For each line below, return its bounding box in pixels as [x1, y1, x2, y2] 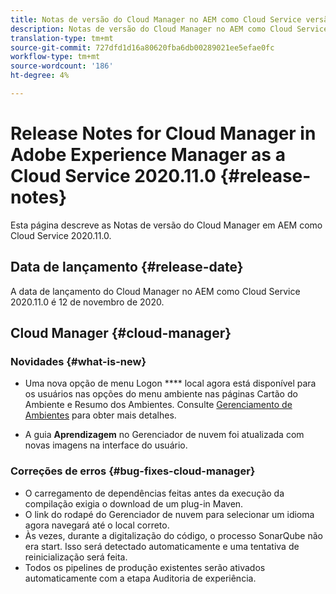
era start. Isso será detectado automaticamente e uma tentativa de [24, 540, 300, 552]
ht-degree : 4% [10, 71, 70, 81]
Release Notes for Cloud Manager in [10, 122, 317, 145]
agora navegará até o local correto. [24, 519, 170, 531]
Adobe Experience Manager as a [10, 144, 286, 166]
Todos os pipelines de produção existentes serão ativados [24, 561, 266, 573]
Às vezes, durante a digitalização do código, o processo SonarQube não [24, 529, 323, 541]
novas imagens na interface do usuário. [24, 439, 188, 451]
